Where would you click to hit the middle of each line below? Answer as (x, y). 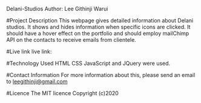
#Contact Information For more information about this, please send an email (101, 75)
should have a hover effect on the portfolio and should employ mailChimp (98, 33)
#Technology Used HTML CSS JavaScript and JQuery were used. (88, 63)
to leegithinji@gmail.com (37, 81)
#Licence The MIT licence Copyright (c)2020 (63, 93)
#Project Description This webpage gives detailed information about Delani (100, 20)
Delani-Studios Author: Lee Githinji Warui (57, 9)
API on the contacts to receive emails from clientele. (71, 40)
